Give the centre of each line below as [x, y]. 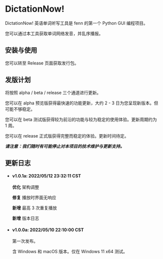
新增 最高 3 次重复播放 [35, 208]
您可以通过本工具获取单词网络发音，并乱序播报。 [54, 33]
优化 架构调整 [26, 187]
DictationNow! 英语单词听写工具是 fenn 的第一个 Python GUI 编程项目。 [77, 23]
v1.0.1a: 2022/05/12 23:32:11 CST [46, 176]
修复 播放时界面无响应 [34, 198]
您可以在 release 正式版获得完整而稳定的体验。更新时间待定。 [67, 136]
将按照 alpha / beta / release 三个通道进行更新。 [53, 92]
